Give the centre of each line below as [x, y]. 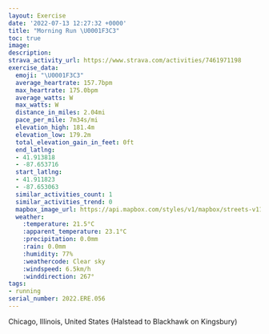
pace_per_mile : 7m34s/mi [57, 120]
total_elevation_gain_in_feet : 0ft [75, 142]
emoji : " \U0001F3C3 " [50, 75]
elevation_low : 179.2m [53, 135]
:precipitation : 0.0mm [60, 239]
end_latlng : [36, 150]
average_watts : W [44, 98]
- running [25, 292]
